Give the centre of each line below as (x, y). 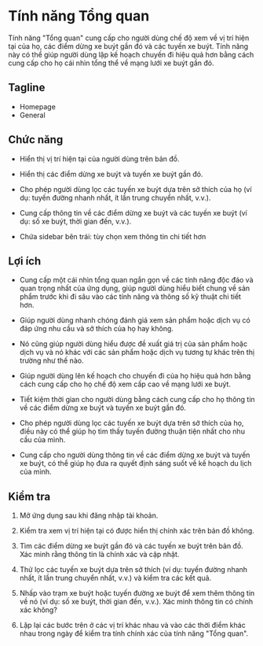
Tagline (27, 88)
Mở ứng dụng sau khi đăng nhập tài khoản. (89, 515)
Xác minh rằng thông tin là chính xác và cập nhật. (99, 555)
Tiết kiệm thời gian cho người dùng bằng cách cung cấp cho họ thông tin (137, 400)
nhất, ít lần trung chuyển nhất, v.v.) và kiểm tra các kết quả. (115, 578)
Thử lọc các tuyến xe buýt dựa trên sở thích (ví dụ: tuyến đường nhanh (133, 570)
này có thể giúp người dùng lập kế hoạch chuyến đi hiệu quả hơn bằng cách (131, 54)
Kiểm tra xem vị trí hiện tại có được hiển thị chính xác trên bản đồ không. (137, 531)
